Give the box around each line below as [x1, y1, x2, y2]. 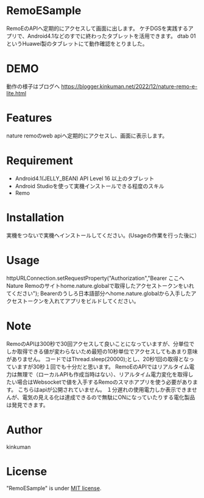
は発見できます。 [6, 401, 49, 408]
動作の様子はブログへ [6, 82, 60, 90]
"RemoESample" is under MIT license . [6, 485, 102, 492]
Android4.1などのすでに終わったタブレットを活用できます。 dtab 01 [27, 32, 196, 40]
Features [6, 111, 52, 125]
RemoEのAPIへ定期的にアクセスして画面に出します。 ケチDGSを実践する [6, 24, 189, 32]
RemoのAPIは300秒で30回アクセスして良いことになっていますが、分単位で [6, 340, 195, 347]
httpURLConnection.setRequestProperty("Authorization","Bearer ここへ [6, 274, 185, 282]
